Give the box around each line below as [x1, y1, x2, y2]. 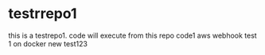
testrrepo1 [8, 5, 77, 23]
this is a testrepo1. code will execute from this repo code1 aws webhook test [8, 31, 257, 40]
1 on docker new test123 [8, 38, 88, 48]
